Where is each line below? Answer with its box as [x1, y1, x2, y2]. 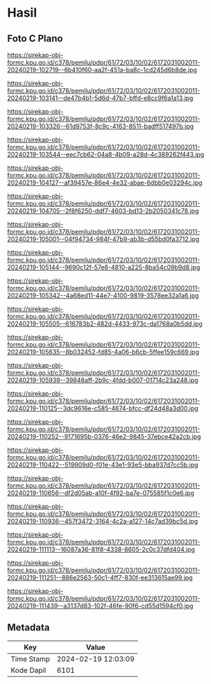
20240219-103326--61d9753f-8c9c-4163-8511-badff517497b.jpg [7, 122, 194, 130]
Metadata [7, 622, 50, 633]
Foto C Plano [7, 33, 63, 44]
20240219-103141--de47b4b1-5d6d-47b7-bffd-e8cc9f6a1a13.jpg [7, 94, 194, 102]
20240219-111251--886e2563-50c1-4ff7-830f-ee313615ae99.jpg [7, 574, 193, 581]
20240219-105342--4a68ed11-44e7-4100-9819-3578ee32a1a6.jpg [7, 292, 199, 299]
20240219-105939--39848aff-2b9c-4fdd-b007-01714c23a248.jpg [7, 376, 199, 384]
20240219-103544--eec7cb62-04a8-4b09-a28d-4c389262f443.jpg [7, 151, 205, 158]
